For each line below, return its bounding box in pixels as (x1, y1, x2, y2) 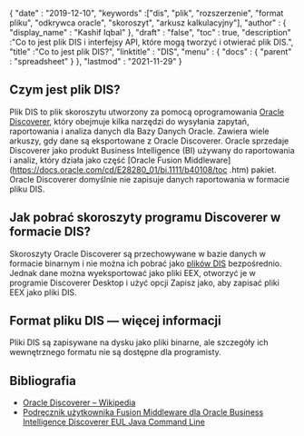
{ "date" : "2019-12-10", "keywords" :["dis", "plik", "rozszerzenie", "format (9, 8, 284, 18)
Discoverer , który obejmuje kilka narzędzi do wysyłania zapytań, (9, 115, 250, 126)
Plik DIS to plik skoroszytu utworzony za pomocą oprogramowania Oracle (9, 106, 284, 117)
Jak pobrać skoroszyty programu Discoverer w (9, 210, 281, 225)
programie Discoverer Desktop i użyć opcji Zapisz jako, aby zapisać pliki (9, 277, 279, 288)
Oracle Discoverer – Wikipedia (22, 397, 136, 408)
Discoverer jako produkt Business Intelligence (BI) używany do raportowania (9, 144, 295, 155)
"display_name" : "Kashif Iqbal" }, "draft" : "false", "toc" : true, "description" (9, 27, 292, 37)
